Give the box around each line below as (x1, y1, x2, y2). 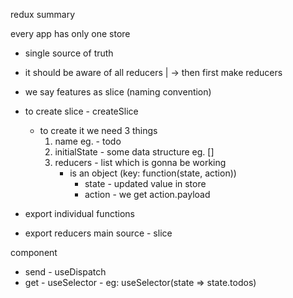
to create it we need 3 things (39, 125, 158, 136)
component (10, 247, 58, 258)
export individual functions (24, 208, 135, 219)
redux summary (10, 9, 76, 20)
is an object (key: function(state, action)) (69, 167, 237, 179)
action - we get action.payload (84, 189, 211, 200)
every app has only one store (10, 28, 131, 39)
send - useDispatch (24, 266, 107, 278)
